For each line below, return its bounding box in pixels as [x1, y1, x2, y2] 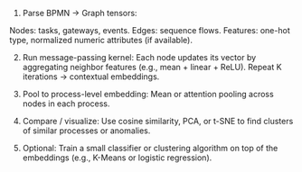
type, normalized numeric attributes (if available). [9, 35, 193, 45]
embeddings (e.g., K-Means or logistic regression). [22, 152, 212, 163]
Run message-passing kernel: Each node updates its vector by [22, 52, 257, 62]
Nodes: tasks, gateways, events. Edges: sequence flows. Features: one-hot [9, 25, 291, 35]
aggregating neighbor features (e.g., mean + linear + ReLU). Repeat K [22, 62, 282, 72]
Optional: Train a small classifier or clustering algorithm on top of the [22, 143, 278, 153]
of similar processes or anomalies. [22, 125, 151, 136]
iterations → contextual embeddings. [22, 71, 160, 82]
